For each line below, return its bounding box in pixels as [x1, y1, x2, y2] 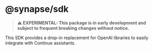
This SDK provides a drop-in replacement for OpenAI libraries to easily [5, 35, 149, 41]
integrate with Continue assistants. [5, 40, 76, 46]
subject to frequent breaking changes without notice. [17, 25, 129, 31]
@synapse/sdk [5, 3, 69, 15]
